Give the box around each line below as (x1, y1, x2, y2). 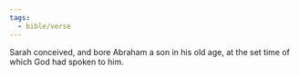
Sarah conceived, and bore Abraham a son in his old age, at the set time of (9, 46, 290, 57)
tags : (9, 13, 30, 23)
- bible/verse (17, 22, 71, 31)
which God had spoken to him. (9, 56, 125, 67)
